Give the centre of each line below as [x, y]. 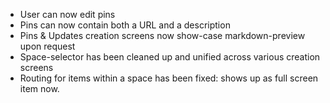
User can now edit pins [67, 14]
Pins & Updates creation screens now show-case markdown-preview [162, 35]
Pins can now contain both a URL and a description [125, 25]
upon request [47, 46]
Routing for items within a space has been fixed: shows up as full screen [169, 78]
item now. [39, 88]
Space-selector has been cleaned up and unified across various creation [170, 57]
